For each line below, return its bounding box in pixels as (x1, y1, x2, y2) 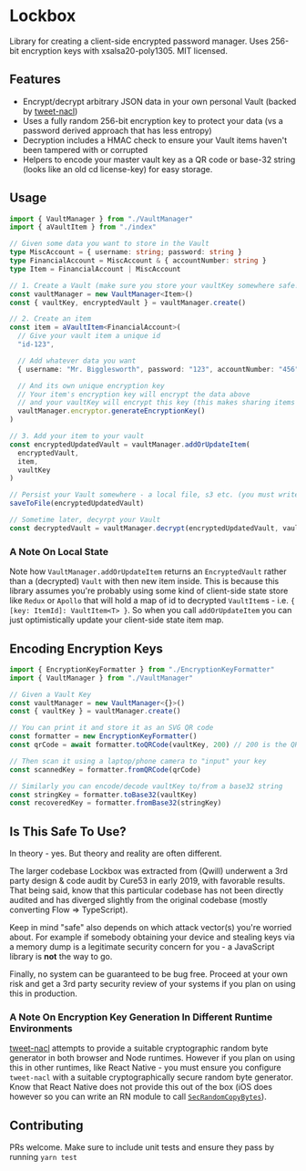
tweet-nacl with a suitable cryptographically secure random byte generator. (9, 1072, 294, 1083)
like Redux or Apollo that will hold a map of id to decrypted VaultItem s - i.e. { (9, 595, 296, 606)
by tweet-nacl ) (22, 106, 78, 117)
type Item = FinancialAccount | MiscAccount (9, 264, 181, 273)
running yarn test (9, 1152, 77, 1163)
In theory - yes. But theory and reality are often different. (9, 848, 222, 859)
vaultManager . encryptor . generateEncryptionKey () (17, 406, 206, 416)
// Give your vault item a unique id (17, 332, 161, 341)
